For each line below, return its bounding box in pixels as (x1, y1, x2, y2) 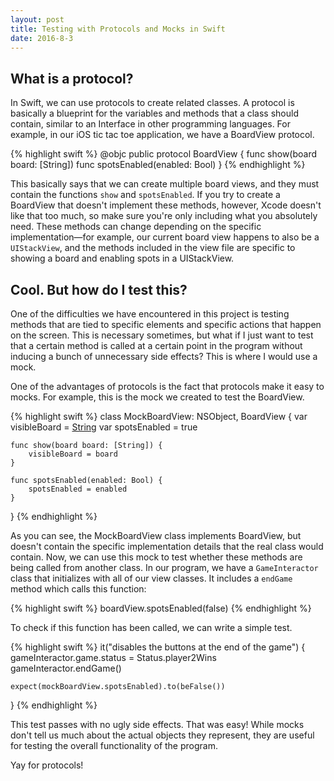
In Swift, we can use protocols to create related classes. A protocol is (10, 97, 295, 109)
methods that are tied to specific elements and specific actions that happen (10, 319, 322, 330)
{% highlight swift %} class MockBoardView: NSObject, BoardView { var (10, 411, 308, 422)
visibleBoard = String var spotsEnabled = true (10, 421, 198, 433)
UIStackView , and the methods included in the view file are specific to (10, 242, 296, 254)
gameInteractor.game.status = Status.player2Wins (10, 652, 217, 663)
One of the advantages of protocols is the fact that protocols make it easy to (10, 381, 325, 392)
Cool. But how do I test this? (10, 281, 188, 298)
